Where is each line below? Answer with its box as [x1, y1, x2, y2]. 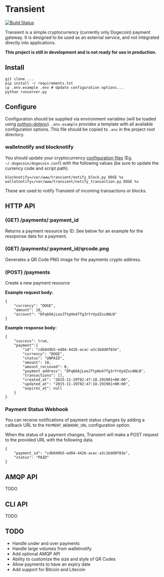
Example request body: [5, 289, 54, 295]
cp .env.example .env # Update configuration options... [5, 85, 124, 90]
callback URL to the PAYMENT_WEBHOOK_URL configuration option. [5, 422, 131, 428]
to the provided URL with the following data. [5, 437, 94, 443]
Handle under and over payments [12, 540, 80, 546]
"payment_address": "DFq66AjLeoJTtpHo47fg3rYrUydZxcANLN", [23, 369, 146, 374]
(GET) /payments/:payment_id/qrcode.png [5, 245, 109, 252]
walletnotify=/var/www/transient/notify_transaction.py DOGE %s [5, 179, 139, 184]
